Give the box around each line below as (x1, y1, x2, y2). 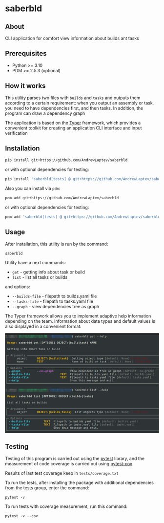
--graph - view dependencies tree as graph (12, 303, 100, 309)
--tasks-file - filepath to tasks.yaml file (12, 298, 94, 304)
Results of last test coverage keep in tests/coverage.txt (5, 470, 119, 476)
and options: (5, 284, 30, 290)
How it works (5, 82, 46, 90)
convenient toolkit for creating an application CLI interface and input (5, 125, 143, 131)
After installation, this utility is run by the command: (5, 241, 108, 247)
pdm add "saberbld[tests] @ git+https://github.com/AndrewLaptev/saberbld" (5, 214, 163, 220)
